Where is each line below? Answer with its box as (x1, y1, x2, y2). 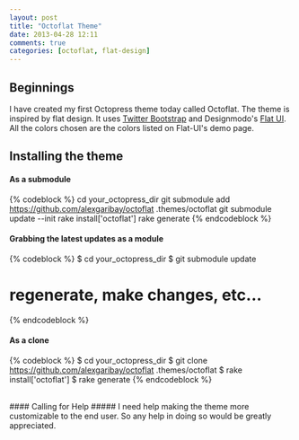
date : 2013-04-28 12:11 (9, 30, 99, 39)
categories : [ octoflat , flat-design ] (9, 47, 151, 56)
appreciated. (9, 419, 57, 431)
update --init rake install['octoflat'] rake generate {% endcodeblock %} (9, 213, 272, 224)
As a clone (9, 335, 49, 346)
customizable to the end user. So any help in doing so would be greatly (9, 410, 272, 421)
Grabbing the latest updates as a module (9, 233, 164, 244)
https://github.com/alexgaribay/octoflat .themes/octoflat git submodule (9, 203, 272, 214)
